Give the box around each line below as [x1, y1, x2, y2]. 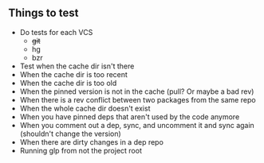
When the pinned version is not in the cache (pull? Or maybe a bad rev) [19, 87, 254, 96]
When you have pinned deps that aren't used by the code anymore [19, 111, 240, 122]
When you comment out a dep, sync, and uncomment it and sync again [19, 120, 255, 130]
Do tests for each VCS [19, 27, 93, 37]
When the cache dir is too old [19, 78, 117, 87]
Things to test [8, 6, 79, 20]
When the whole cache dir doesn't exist [19, 103, 151, 113]
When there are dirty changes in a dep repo [19, 137, 164, 146]
